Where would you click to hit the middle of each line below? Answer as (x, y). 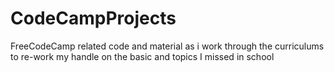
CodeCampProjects (93, 18)
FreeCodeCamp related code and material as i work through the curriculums (167, 46)
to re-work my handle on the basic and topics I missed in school (142, 56)
